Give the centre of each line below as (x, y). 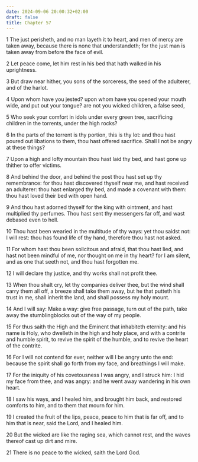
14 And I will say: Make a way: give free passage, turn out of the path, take (97, 309)
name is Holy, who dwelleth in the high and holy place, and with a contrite (96, 333)
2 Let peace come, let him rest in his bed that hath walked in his (84, 64)
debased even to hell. (33, 220)
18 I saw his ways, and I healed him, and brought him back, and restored (94, 399)
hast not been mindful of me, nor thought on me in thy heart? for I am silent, (98, 255)
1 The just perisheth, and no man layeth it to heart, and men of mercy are (95, 40)
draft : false (22, 17)
